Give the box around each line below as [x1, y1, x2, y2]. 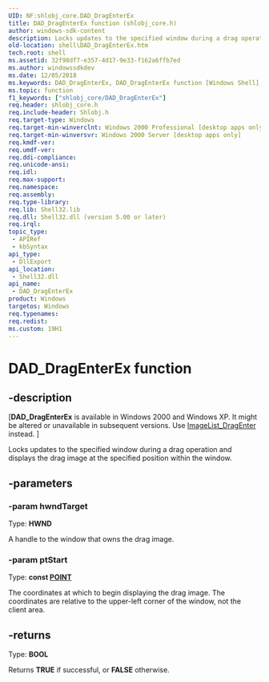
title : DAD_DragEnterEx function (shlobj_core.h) [8, 19, 178, 27]
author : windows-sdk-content [8, 26, 106, 34]
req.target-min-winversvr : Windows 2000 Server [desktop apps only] [8, 131, 242, 139]
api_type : [8, 250, 42, 258]
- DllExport [11, 257, 52, 265]
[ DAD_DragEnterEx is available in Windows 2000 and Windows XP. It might [8, 412, 258, 422]
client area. [8, 605, 46, 615]
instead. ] [8, 430, 40, 439]
